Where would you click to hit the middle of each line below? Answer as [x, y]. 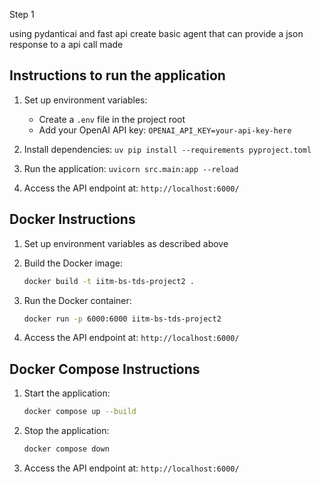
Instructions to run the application [117, 75]
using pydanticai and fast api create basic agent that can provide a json [156, 33]
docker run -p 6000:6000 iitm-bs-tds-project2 [122, 319]
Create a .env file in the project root [112, 119]
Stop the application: [66, 431]
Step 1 [22, 14]
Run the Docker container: [77, 300]
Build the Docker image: [73, 263]
